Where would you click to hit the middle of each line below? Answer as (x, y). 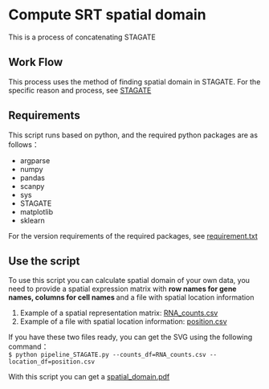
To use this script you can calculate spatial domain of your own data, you (129, 280)
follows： (24, 144)
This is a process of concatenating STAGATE (82, 37)
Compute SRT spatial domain (107, 15)
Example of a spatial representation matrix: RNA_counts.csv (119, 313)
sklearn (33, 220)
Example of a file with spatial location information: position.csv (123, 321)
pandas (33, 178)
